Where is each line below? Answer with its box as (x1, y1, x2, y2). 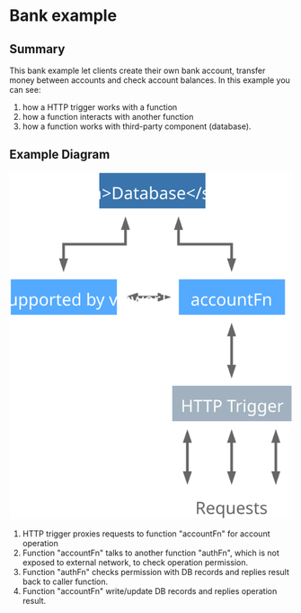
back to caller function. (22, 576, 109, 587)
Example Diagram (9, 147, 111, 162)
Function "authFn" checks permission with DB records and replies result (22, 567, 290, 578)
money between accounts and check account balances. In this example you (9, 75, 290, 86)
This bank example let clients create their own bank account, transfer (9, 65, 266, 76)
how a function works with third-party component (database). (22, 121, 252, 132)
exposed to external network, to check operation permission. (22, 557, 249, 568)
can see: (9, 85, 41, 95)
